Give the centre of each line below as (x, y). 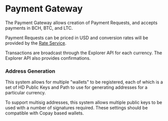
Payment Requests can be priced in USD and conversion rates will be (77, 38)
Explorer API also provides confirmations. (48, 58)
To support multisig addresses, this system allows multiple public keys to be (84, 102)
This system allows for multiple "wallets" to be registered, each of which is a (84, 82)
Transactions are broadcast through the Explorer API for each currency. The (84, 53)
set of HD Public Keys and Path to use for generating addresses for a (76, 87)
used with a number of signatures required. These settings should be (76, 108)
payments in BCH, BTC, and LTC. (39, 28)
